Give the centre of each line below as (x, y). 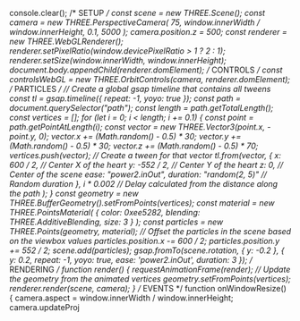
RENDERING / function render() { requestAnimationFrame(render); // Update (150, 269)
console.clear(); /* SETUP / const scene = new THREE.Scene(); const (137, 13)
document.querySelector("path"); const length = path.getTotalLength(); (141, 108)
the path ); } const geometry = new (74, 193)
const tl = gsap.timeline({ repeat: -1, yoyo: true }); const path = (125, 98)
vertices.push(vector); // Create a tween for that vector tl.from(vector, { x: (146, 155)
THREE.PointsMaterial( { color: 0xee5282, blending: (105, 212)
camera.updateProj (45, 307)
